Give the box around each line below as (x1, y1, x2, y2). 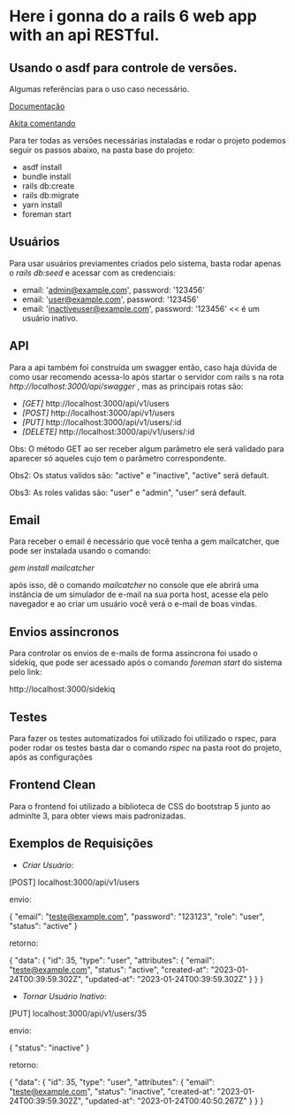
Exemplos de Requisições (9, 836, 154, 851)
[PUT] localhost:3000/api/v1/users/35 (9, 1008, 147, 1018)
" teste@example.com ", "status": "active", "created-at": (9, 964, 209, 975)
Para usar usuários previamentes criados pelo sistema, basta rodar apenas (9, 258, 282, 268)
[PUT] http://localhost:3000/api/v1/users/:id (21, 416, 182, 427)
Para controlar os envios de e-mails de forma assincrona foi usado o (9, 648, 258, 659)
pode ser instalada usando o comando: (9, 546, 152, 556)
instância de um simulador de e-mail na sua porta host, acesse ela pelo (9, 589, 269, 600)
